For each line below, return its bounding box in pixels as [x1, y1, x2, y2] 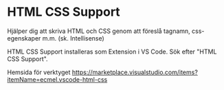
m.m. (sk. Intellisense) [42, 34, 104, 42]
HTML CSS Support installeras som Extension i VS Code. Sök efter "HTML [7, 47, 217, 56]
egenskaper [7, 34, 41, 42]
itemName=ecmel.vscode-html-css [7, 75, 108, 83]
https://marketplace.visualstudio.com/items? [71, 68, 198, 76]
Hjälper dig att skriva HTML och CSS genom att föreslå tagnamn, [7, 27, 190, 35]
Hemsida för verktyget [7, 68, 71, 76]
